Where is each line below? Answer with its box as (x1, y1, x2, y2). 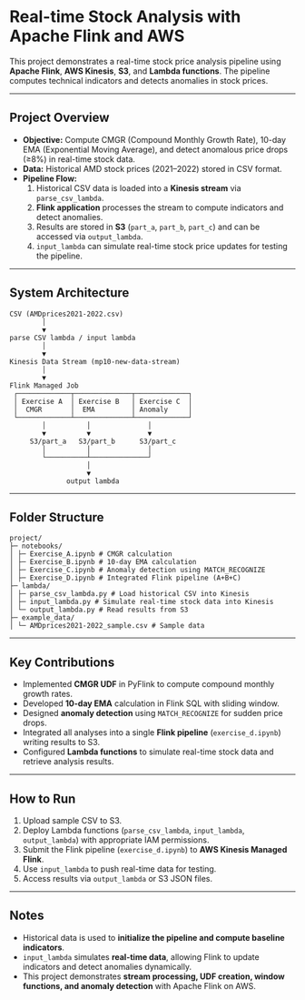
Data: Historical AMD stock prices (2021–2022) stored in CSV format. (22, 163, 283, 174)
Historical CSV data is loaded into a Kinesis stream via (35, 182, 241, 193)
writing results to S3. (22, 737, 101, 748)
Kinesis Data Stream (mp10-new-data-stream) (9, 357, 181, 366)
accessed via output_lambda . (35, 230, 143, 242)
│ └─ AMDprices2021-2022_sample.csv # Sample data (9, 621, 205, 631)
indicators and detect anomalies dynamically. (22, 961, 192, 972)
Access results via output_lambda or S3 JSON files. (22, 874, 213, 884)
